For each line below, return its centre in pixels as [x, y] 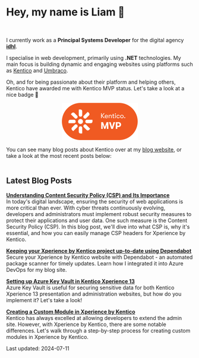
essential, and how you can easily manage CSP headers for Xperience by [96, 233]
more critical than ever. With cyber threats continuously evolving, [86, 208]
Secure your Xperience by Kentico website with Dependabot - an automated [99, 257]
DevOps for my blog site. [37, 270]
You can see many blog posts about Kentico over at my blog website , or [94, 149]
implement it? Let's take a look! [44, 300]
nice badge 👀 [22, 94]
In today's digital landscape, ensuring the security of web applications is [95, 201]
